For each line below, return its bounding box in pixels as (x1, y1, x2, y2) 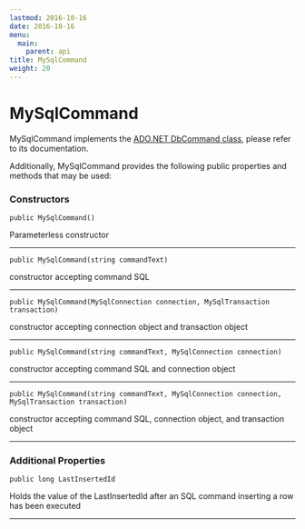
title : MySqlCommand (9, 55, 88, 65)
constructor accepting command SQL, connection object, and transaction (9, 414, 284, 424)
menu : (9, 30, 30, 39)
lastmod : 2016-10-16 (9, 13, 88, 23)
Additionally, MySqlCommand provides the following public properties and (9, 160, 288, 171)
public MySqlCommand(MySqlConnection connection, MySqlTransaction (9, 297, 271, 307)
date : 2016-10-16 (9, 22, 75, 31)
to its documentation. (9, 143, 89, 154)
